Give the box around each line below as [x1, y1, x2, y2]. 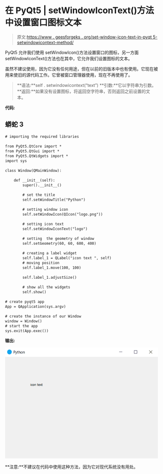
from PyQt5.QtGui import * [5, 149, 60, 153]
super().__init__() [22, 183, 62, 187]
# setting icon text [22, 221, 64, 226]
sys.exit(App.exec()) [5, 328, 49, 333]
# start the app [5, 323, 38, 328]
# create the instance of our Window [5, 314, 81, 319]
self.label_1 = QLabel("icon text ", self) [22, 255, 112, 260]
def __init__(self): [14, 178, 55, 183]
